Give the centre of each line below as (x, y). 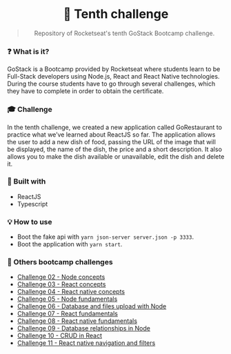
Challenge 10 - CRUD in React (59, 336)
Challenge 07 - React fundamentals (68, 314)
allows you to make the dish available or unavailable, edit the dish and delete (116, 156)
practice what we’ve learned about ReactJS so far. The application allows (111, 135)
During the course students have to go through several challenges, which (111, 84)
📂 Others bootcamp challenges (60, 262)
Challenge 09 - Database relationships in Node (83, 328)
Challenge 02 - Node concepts (61, 277)
